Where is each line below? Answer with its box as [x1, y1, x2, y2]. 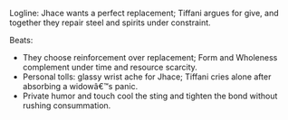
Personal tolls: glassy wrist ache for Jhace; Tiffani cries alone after [22, 71, 272, 82]
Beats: [9, 35, 34, 45]
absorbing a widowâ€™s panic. [22, 81, 139, 91]
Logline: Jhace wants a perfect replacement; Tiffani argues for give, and [9, 8, 279, 18]
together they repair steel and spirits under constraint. [9, 17, 211, 28]
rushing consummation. [22, 100, 111, 111]
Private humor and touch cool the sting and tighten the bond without [22, 90, 278, 101]
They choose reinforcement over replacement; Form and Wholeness [22, 52, 278, 62]
